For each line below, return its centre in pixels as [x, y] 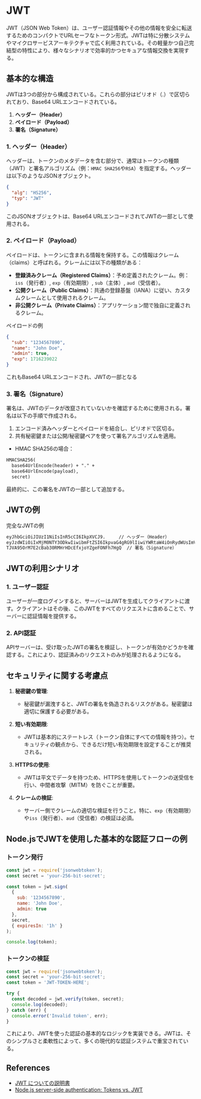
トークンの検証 [28, 958]
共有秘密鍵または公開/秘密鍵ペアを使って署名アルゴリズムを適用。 [97, 436]
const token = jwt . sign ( [37, 886]
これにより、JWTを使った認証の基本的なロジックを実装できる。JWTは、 [96, 1034]
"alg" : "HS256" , [32, 193]
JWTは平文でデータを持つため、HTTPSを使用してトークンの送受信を [109, 778]
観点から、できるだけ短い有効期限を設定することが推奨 [123, 745]
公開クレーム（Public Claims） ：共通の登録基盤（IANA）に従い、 [95, 290]
